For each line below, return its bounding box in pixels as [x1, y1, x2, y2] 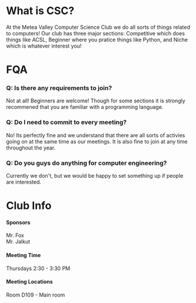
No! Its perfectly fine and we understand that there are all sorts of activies [6, 131, 185, 139]
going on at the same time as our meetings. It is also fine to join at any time [6, 138, 188, 145]
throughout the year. [6, 144, 56, 151]
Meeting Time [6, 252, 41, 258]
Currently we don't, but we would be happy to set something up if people [6, 172, 184, 179]
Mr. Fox [6, 232, 25, 239]
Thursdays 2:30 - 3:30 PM [6, 265, 71, 272]
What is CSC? [6, 4, 75, 18]
